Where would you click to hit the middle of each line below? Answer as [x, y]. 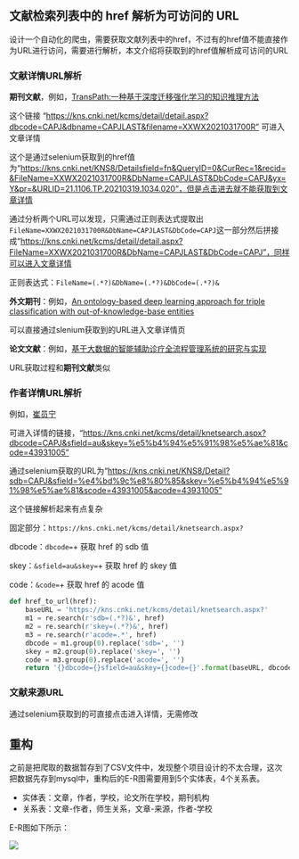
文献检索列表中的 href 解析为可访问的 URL [124, 16]
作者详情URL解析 [46, 393]
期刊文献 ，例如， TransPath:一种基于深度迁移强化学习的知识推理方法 [134, 97]
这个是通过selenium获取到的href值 [72, 157]
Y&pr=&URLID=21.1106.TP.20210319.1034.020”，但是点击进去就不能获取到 [145, 189]
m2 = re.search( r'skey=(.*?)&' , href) [97, 627]
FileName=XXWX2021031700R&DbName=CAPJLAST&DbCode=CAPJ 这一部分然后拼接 [144, 230]
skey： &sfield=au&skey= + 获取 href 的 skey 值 [93, 566]
